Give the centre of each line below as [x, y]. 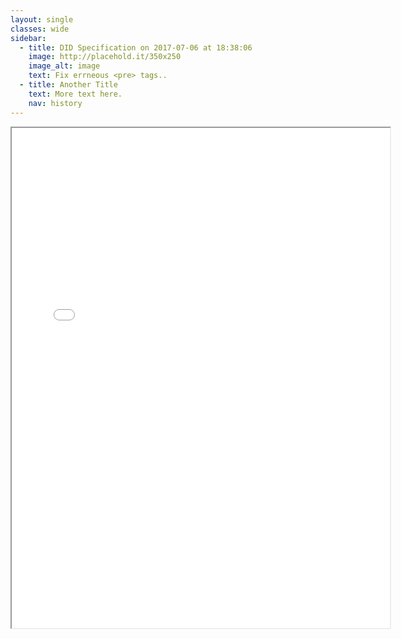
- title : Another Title [68, 85]
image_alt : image [64, 66]
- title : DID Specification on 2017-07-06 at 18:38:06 [136, 47]
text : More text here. [75, 94]
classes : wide [40, 29]
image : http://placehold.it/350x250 [105, 57]
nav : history [55, 103]
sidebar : [28, 38]
